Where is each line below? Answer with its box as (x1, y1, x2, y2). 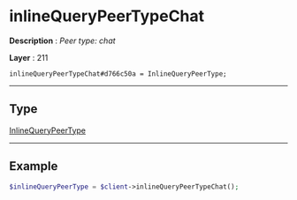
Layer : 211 (9, 52, 49, 63)
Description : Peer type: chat (9, 35, 117, 46)
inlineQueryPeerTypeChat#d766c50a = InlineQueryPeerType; (9, 69, 227, 78)
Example (9, 159, 58, 174)
